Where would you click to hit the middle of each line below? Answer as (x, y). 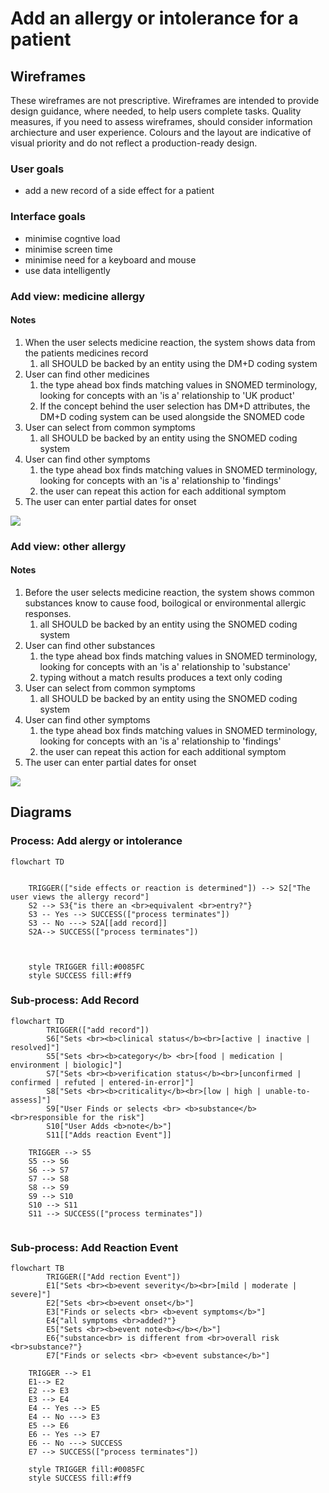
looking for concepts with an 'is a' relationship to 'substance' (165, 666)
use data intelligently (67, 270)
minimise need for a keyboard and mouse (110, 259)
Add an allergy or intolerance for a (154, 18)
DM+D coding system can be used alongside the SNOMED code (172, 416)
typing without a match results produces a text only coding (161, 677)
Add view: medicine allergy (78, 296)
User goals (37, 169)
